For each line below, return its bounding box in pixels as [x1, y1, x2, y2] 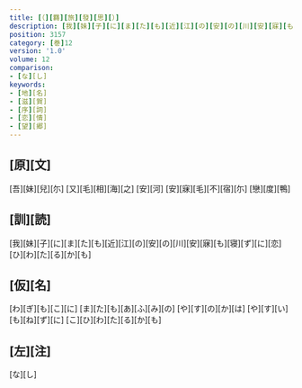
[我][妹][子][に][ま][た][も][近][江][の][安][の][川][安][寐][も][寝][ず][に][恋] [9, 238, 282, 248]
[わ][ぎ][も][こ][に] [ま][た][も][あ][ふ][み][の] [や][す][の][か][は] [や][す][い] [9, 303, 289, 314]
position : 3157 [9, 30, 67, 39]
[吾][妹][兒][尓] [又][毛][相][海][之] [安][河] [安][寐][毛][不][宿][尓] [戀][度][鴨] [9, 183, 291, 194]
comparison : [9, 64, 54, 73]
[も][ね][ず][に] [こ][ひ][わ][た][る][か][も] [9, 314, 162, 325]
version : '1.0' [9, 47, 67, 56]
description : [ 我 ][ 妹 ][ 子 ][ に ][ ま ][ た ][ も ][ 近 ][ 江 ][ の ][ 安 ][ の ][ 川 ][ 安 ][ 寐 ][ [9, 22, 288, 31]
